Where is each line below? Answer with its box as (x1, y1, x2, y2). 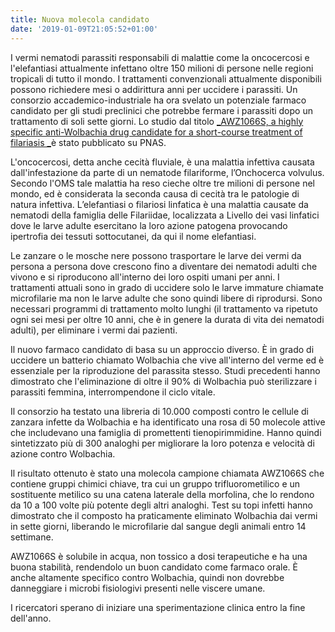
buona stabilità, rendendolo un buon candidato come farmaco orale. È (10, 561, 298, 573)
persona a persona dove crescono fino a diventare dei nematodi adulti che (10, 260, 318, 272)
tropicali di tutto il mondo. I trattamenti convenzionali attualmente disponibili (10, 72, 322, 85)
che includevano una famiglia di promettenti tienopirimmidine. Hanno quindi (10, 426, 322, 438)
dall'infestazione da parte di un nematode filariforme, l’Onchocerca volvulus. (10, 166, 325, 178)
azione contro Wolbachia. (10, 447, 116, 460)
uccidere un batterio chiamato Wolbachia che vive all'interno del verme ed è (10, 354, 325, 366)
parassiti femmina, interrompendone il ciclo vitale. (10, 386, 216, 398)
